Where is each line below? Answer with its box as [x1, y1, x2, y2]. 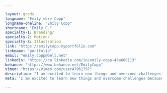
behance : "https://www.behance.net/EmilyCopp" [5, 62, 103, 67]
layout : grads [5, 11, 35, 16]
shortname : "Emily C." [5, 25, 52, 30]
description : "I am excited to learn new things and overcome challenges [5, 71, 162, 77]
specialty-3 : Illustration [5, 39, 61, 45]
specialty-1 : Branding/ [5, 30, 55, 35]
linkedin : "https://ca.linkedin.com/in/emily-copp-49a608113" [5, 57, 137, 62]
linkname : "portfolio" [5, 48, 52, 53]
